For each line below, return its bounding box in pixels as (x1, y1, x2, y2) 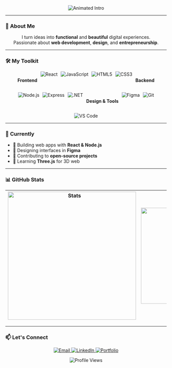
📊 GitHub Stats (5, 176, 45, 183)
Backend (135, 77, 155, 83)
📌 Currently (5, 130, 35, 137)
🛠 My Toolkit (5, 57, 39, 64)
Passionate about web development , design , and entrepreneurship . (13, 39, 159, 46)
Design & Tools (86, 98, 119, 104)
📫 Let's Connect (5, 334, 48, 341)
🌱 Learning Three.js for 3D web (12, 158, 80, 164)
